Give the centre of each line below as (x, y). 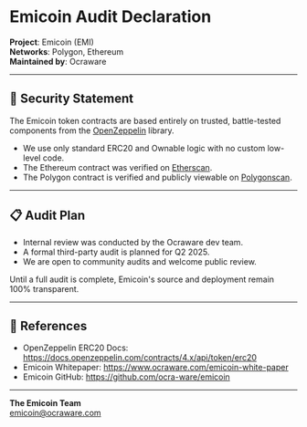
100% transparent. (44, 288)
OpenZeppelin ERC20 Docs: (75, 348)
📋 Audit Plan (47, 216)
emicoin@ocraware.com (56, 413)
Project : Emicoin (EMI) (52, 42)
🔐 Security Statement (72, 99)
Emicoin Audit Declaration (111, 17)
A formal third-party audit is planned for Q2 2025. (116, 252)
